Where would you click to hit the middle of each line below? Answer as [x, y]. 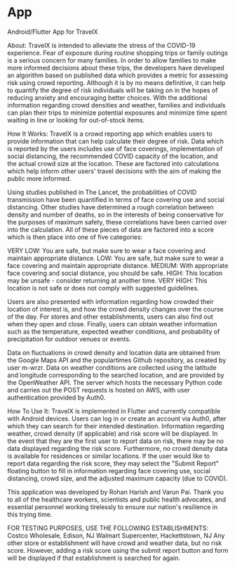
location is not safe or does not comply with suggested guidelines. [103, 288]
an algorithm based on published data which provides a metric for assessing [117, 75]
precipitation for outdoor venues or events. [69, 339]
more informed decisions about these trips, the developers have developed [116, 68]
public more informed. [39, 178]
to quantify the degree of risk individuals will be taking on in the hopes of [113, 90]
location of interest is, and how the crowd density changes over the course [115, 309]
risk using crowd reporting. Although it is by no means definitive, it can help [116, 82]
